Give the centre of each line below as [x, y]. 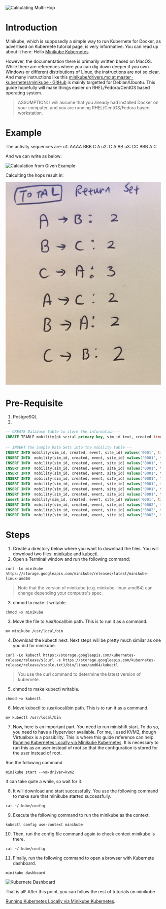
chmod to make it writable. [40, 603]
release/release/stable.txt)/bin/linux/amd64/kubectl [62, 665]
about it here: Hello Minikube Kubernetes [47, 51]
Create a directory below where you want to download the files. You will [86, 549]
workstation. [30, 113]
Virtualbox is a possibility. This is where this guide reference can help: [83, 737]
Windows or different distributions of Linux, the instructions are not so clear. [83, 72]
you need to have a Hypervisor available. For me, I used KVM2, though [84, 732]
